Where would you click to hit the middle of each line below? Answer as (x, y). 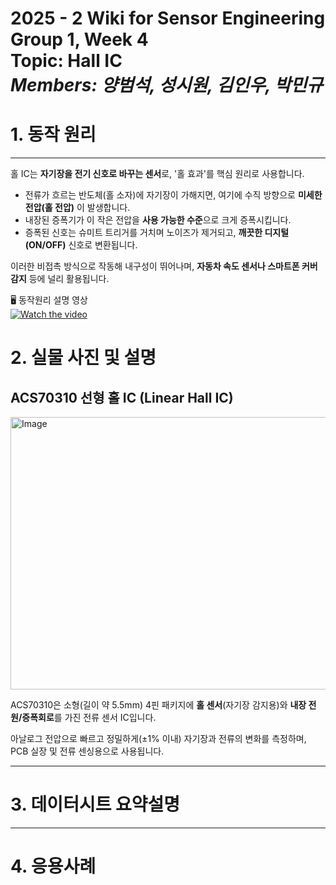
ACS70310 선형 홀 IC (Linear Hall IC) (122, 397)
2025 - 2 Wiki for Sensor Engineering (168, 18)
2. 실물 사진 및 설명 (83, 358)
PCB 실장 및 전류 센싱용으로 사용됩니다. (87, 751)
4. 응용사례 (53, 866)
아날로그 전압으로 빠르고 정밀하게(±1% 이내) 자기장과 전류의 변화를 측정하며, (158, 739)
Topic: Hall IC (66, 61)
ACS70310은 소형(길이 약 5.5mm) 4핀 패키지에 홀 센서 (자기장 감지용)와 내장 (158, 705)
